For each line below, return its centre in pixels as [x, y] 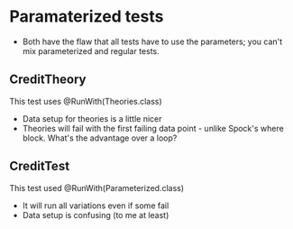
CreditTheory [48, 80]
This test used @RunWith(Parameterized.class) [97, 188]
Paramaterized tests [87, 17]
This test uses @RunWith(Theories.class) [86, 101]
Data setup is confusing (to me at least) [96, 215]
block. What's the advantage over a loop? [100, 138]
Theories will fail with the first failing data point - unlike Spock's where [153, 128]
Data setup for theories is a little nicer [92, 118]
